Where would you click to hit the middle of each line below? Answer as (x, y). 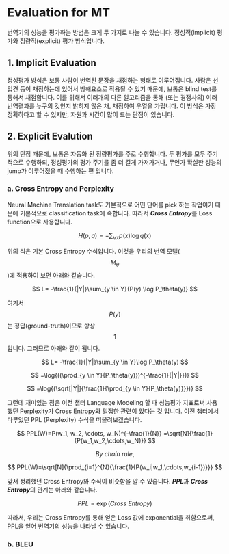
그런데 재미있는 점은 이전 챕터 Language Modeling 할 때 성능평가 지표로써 (106, 403)
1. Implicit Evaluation (52, 63)
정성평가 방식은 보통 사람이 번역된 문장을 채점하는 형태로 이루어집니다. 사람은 (109, 80)
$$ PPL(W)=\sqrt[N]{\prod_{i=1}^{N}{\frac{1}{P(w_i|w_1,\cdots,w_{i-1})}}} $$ (115, 467)
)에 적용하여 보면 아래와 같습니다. (51, 276)
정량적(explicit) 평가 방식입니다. (62, 41)
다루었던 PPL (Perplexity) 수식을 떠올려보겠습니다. (75, 420)
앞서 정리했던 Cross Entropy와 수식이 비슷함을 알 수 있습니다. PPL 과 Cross (108, 482)
